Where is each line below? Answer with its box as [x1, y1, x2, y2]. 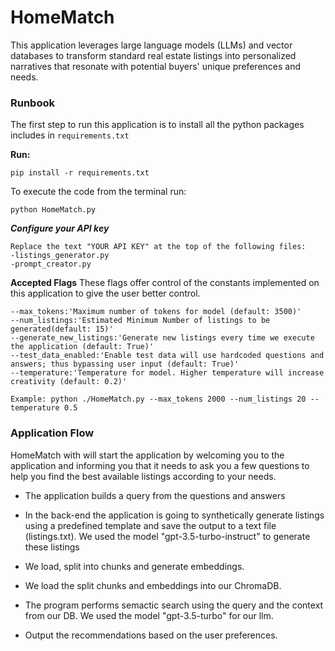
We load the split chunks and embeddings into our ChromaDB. [24, 579, 282, 591]
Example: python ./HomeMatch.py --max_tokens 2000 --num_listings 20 [10, 394, 307, 405]
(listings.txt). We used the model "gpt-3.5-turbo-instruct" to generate [24, 530, 311, 542]
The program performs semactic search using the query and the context [24, 599, 324, 611]
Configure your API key [10, 222, 110, 235]
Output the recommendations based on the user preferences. [24, 629, 278, 641]
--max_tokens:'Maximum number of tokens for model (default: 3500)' [10, 307, 302, 317]
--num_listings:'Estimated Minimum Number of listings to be [10, 316, 271, 326]
